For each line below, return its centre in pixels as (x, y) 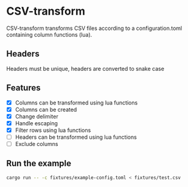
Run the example (39, 163)
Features (23, 88)
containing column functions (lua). (49, 34)
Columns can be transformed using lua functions (76, 103)
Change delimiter (37, 116)
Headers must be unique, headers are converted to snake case (85, 68)
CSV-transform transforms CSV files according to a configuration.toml (94, 28)
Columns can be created (46, 109)
